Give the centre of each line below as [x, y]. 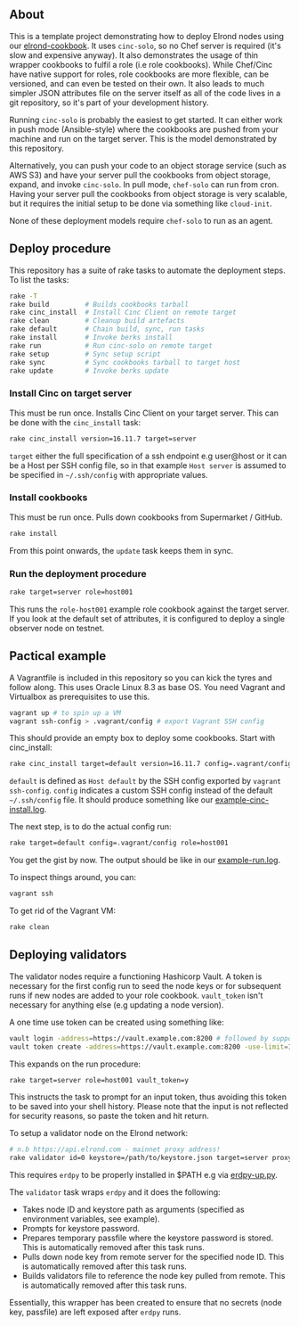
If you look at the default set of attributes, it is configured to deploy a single [147, 618]
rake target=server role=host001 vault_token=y [99, 1080]
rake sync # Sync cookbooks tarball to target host [125, 362]
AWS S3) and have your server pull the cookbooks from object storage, [140, 175]
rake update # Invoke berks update [89, 371]
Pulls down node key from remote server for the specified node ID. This [153, 1257]
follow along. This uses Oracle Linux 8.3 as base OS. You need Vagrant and [147, 687]
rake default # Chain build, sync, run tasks [107, 329]
